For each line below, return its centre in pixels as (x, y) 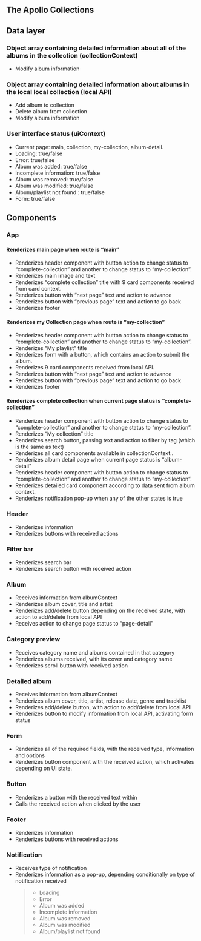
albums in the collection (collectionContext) (72, 55)
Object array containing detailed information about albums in (98, 84)
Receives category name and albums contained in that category (95, 652)
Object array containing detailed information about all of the (96, 48)
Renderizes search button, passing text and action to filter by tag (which (105, 440)
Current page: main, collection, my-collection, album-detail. (89, 147)
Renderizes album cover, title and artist (64, 604)
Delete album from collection (51, 112)
